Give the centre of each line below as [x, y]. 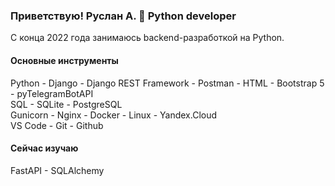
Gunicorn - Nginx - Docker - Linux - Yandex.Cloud [114, 115]
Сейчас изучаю [44, 148]
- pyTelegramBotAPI [52, 93]
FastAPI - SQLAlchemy [57, 170]
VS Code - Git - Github [57, 125]
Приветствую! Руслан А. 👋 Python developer [123, 16]
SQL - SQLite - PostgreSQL [66, 104]
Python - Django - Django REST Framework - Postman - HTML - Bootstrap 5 [167, 83]
